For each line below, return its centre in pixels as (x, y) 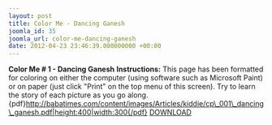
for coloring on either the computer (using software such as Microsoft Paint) (136, 78)
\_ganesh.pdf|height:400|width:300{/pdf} (78, 112)
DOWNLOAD (171, 112)
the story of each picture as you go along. (78, 95)
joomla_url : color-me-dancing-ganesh (72, 39)
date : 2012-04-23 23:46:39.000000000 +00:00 (85, 46)
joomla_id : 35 (32, 31)
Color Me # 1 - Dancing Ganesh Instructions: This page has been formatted (136, 69)
